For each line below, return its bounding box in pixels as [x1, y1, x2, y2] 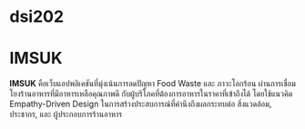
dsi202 [9, 6, 65, 27]
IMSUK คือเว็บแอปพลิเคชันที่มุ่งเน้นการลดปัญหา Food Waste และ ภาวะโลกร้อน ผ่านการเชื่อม [9, 78, 296, 89]
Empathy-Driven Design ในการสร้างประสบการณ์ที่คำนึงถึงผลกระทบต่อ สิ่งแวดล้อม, [9, 98, 272, 110]
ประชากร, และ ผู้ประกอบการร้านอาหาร [9, 109, 123, 120]
